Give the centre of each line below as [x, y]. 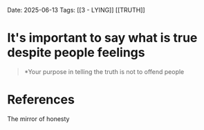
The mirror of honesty [38, 119]
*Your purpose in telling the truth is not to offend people [104, 71]
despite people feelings [76, 53]
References [41, 100]
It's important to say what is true [102, 38]
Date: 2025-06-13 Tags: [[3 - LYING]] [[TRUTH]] [76, 10]
